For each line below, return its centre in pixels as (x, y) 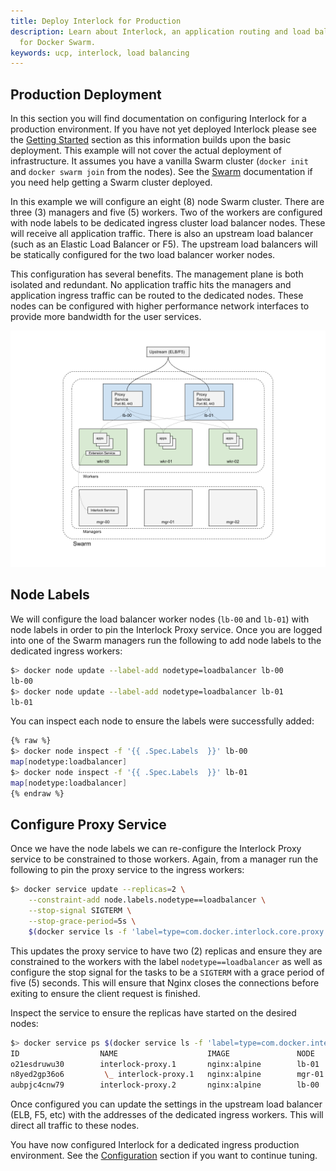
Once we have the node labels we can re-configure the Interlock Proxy (156, 849)
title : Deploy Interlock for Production (96, 21)
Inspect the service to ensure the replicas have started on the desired (153, 1012)
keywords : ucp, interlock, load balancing (100, 53)
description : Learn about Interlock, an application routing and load (160, 31)
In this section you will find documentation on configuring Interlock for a (158, 119)
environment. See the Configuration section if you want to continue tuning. (164, 1156)
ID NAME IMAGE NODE (162, 1053)
